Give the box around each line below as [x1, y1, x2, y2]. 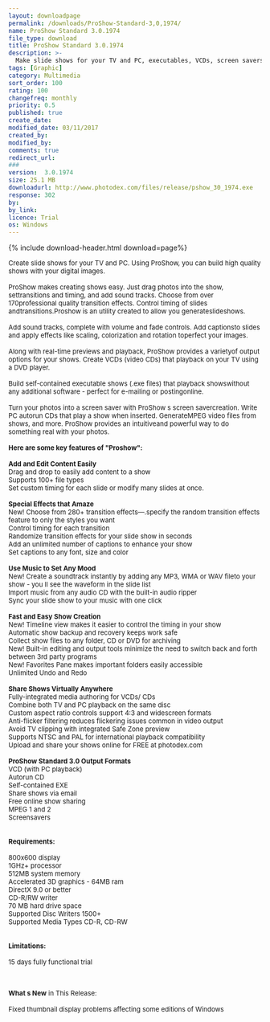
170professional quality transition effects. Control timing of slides [8, 299, 208, 308]
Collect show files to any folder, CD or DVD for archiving [8, 636, 181, 645]
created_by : [8, 131, 48, 139]
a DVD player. [8, 363, 51, 372]
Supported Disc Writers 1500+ [8, 910, 102, 918]
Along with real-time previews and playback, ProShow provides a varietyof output [8, 347, 260, 356]
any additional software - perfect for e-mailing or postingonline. [8, 387, 204, 396]
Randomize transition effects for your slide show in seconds [8, 532, 193, 541]
